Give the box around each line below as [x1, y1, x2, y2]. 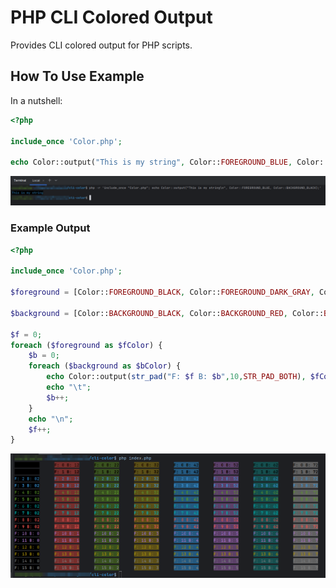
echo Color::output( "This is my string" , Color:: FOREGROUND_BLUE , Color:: [10, 157, 329, 168]
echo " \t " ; [46, 382, 92, 393]
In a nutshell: [10, 94, 63, 106]
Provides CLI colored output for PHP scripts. [10, 39, 193, 51]
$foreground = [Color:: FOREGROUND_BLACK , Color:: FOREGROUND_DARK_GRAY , [10, 287, 315, 298]
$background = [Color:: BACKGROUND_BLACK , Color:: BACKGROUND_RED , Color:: [10, 308, 325, 318]
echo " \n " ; [28, 414, 74, 424]
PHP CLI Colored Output [10, 6, 213, 29]
